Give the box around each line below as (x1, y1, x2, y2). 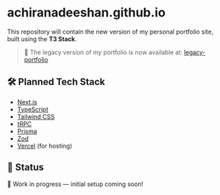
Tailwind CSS (16, 112, 55, 121)
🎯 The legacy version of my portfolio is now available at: (23, 48, 183, 56)
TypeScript (16, 105, 49, 113)
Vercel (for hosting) (16, 141, 72, 150)
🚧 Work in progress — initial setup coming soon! (7, 180, 144, 188)
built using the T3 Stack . (7, 34, 77, 43)
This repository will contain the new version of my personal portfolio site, (7, 27, 214, 36)
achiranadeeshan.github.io (7, 5, 166, 21)
